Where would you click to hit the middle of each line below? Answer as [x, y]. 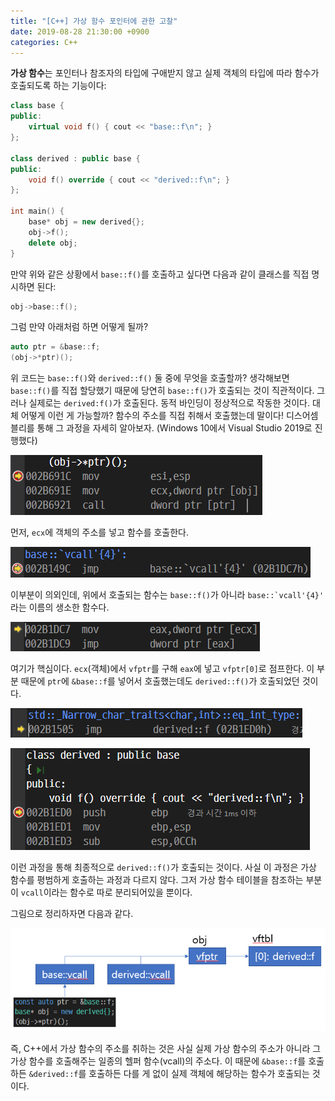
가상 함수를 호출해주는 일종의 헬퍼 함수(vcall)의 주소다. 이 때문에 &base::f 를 [158, 1061]
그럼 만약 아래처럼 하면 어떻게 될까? [79, 327]
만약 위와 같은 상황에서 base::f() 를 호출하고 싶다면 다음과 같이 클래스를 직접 [160, 274]
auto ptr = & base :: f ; [55, 347]
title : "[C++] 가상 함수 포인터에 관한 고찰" [94, 21]
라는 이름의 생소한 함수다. [60, 607]
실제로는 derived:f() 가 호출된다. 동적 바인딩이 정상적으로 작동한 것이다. [169, 403]
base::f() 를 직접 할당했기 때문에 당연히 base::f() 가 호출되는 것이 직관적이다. [162, 391]
